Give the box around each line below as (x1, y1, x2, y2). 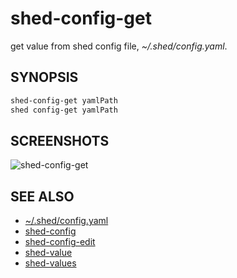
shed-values (24, 257, 77, 269)
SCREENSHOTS (10, 132, 110, 149)
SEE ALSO (10, 188, 75, 205)
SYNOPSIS (10, 69, 79, 86)
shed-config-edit (24, 236, 96, 248)
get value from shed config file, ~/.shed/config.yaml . (10, 40, 228, 52)
